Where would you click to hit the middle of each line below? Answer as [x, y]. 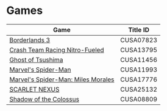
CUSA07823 [139, 40]
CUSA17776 [139, 79]
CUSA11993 [139, 69]
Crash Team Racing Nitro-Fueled [57, 50]
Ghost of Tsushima [36, 59]
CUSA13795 [139, 50]
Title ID [139, 30]
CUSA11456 [139, 59]
